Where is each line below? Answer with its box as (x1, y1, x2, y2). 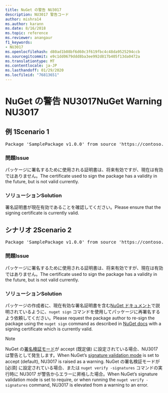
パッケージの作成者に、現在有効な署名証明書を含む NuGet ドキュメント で (5, 302, 156, 308)
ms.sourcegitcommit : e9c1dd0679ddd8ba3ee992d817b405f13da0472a (5, 54, 140, 59)
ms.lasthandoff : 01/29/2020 (5, 68, 64, 73)
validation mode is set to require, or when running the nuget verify (5, 376, 144, 382)
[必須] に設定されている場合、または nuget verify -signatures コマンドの (5, 364, 158, 370)
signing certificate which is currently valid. (5, 326, 93, 332)
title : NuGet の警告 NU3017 (5, 7, 62, 13)
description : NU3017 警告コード (5, 12, 69, 17)
